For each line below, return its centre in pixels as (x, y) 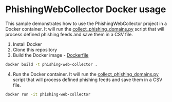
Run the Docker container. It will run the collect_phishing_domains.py (86, 74)
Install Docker (27, 44)
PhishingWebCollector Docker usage (86, 9)
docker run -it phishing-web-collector (48, 94)
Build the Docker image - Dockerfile (51, 55)
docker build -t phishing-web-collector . (51, 64)
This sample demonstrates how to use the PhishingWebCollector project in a (86, 23)
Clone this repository (35, 49)
